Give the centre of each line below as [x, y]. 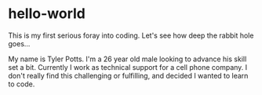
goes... [19, 43]
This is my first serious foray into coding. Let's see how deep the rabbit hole [131, 35]
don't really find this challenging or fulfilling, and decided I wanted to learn [128, 75]
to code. [22, 84]
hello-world [47, 14]
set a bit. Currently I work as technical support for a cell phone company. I [128, 67]
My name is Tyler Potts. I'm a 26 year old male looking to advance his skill [127, 59]
